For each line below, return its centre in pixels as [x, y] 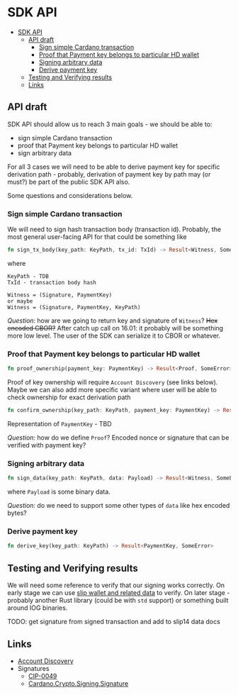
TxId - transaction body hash [52, 282]
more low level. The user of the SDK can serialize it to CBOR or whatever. [114, 335]
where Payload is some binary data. [59, 492]
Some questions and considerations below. [70, 195]
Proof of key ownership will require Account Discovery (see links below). [113, 382]
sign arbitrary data [45, 152]
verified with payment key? [47, 445]
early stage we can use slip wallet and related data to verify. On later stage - [119, 593]
